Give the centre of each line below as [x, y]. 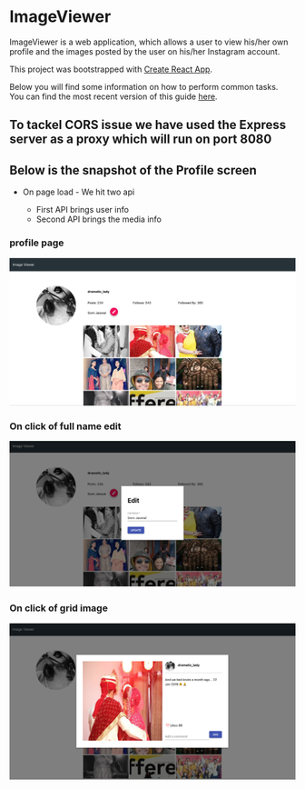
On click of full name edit [65, 426]
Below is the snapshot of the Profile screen [133, 170]
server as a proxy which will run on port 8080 [141, 140]
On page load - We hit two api [79, 192]
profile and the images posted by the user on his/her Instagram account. [145, 51]
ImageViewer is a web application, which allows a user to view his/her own [149, 42]
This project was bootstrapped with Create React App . [111, 69]
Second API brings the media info [98, 219]
